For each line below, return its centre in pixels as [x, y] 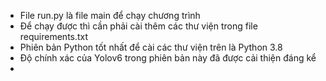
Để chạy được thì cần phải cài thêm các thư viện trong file [138, 26]
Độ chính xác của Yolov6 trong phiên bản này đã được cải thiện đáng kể [168, 58]
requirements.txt [54, 36]
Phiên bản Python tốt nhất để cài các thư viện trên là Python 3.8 [151, 47]
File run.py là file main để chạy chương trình [110, 15]
